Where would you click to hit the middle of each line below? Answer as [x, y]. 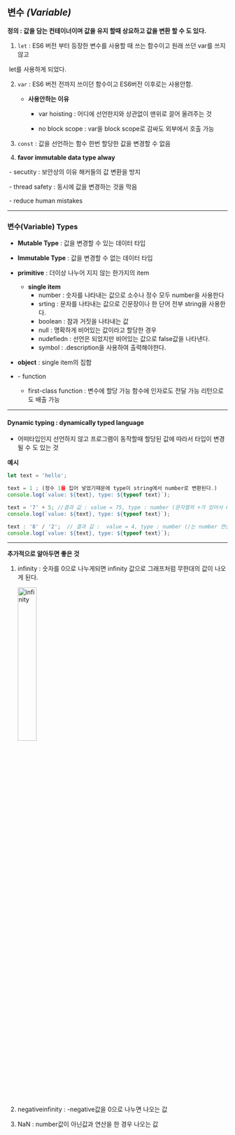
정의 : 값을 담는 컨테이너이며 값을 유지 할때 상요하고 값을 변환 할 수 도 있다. [107, 31]
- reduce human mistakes [45, 201]
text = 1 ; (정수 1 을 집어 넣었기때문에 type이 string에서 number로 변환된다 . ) [113, 489]
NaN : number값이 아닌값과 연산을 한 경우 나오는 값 [88, 1125]
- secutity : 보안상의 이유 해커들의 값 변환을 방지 [75, 172]
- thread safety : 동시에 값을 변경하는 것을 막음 [73, 187]
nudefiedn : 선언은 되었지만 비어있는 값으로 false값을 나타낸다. [124, 339]
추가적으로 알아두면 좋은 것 [43, 554]
